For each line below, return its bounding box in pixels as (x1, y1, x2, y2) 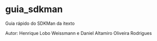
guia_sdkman (5, 4, 63, 15)
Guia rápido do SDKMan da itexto (5, 20, 75, 26)
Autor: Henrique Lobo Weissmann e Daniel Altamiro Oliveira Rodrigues (5, 30, 152, 36)
